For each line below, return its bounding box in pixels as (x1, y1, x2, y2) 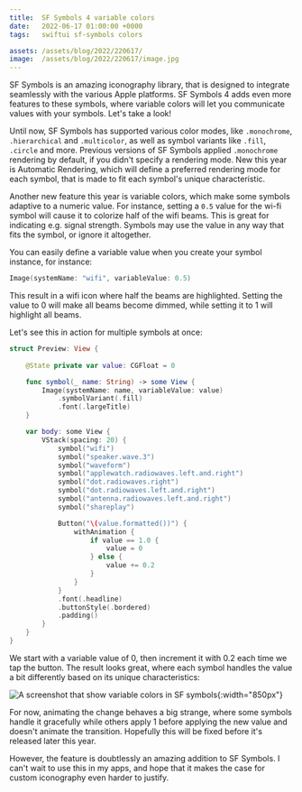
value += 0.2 (105, 561, 155, 570)
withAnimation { (73, 527, 135, 537)
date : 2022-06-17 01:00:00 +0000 (9, 22, 143, 31)
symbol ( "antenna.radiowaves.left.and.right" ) (57, 494, 232, 503)
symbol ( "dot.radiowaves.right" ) (57, 477, 179, 487)
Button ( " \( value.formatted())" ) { (57, 519, 188, 528)
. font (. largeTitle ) (57, 402, 131, 411)
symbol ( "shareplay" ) (57, 502, 135, 511)
